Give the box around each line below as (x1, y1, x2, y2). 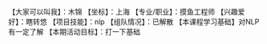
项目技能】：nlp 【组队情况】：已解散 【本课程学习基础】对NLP (55, 17, 260, 26)
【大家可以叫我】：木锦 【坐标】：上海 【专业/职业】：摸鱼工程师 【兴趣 (8, 7, 238, 16)
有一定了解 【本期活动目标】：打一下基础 (8, 27, 140, 36)
